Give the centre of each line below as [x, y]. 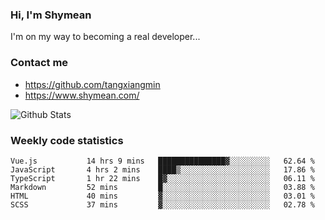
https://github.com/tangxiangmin [92, 84]
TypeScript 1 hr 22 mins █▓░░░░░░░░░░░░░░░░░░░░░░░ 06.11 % [162, 178]
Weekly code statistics [67, 140]
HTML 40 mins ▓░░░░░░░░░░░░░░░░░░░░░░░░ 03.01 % [162, 196]
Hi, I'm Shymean [51, 15]
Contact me [39, 63]
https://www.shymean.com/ [82, 95]
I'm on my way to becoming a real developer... [105, 37]
